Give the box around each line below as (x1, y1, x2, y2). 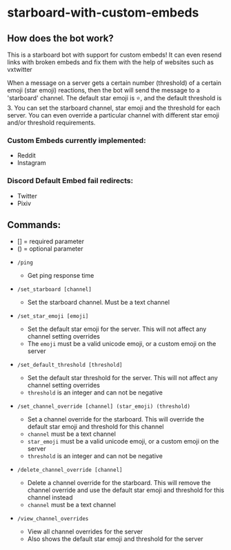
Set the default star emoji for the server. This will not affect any (27, 325, 207, 333)
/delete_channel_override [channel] (17, 466, 123, 474)
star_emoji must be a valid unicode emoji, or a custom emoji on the (27, 437, 219, 446)
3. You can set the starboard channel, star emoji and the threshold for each (7, 104, 221, 112)
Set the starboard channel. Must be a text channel (27, 298, 170, 307)
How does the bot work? (7, 32, 114, 44)
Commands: (7, 219, 61, 231)
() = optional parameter (17, 245, 83, 253)
